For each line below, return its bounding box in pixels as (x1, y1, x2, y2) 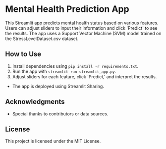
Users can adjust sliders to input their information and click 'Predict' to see (5, 25, 158, 31)
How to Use (5, 50, 42, 58)
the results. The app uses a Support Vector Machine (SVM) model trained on (5, 30, 162, 36)
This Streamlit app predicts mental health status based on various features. (5, 20, 159, 26)
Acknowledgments (5, 98, 65, 106)
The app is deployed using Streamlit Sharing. (12, 83, 104, 89)
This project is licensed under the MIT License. (5, 138, 101, 144)
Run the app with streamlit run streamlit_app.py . (12, 68, 116, 74)
